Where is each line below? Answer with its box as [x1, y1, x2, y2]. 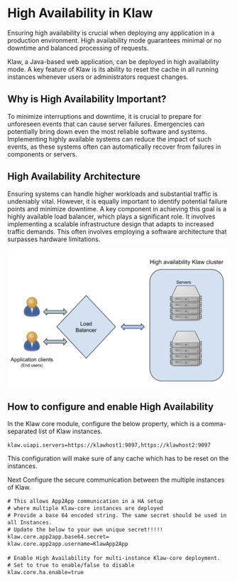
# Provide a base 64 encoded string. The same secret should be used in [7, 512, 227, 519]
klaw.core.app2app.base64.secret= [7, 533, 110, 540]
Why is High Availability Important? [7, 93, 167, 105]
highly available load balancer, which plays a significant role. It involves [7, 212, 216, 221]
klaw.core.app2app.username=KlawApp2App [7, 540, 129, 547]
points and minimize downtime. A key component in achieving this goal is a [7, 204, 227, 213]
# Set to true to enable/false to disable [7, 561, 135, 568]
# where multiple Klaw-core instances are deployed [7, 504, 163, 512]
